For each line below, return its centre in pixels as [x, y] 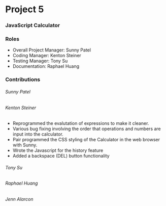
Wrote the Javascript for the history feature [58, 150]
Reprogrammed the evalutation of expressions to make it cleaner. [81, 123]
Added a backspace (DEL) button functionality [61, 156]
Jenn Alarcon [19, 199]
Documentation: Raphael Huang [46, 66]
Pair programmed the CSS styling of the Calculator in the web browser [86, 140]
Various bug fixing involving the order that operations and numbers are [87, 129]
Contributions [23, 80]
